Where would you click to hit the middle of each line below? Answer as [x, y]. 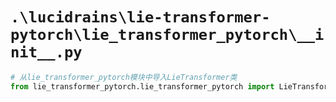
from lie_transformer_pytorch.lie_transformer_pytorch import [142, 86]
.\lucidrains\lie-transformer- [140, 17]
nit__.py [46, 52]
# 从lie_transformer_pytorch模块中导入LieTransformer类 [124, 77]
